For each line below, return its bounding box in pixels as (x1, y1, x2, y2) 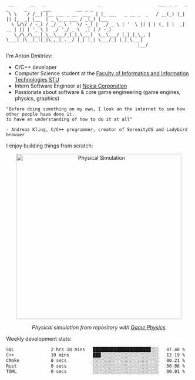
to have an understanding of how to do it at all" (6, 116, 133, 122)
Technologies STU (14, 76, 60, 83)
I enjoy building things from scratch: (6, 142, 93, 149)
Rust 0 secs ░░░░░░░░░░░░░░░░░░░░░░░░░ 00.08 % (6, 363, 185, 369)
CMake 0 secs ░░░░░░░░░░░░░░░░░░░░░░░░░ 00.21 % (6, 357, 185, 364)
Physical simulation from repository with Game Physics (32, 324, 166, 331)
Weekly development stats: (6, 335, 72, 342)
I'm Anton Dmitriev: (6, 52, 53, 59)
